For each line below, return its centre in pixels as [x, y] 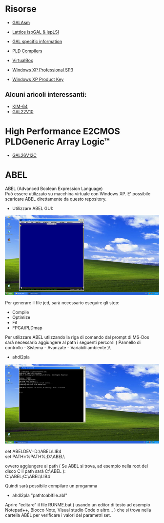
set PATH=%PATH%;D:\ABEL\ [35, 457]
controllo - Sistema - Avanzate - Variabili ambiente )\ [58, 347]
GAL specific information [37, 41]
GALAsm [21, 22]
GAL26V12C [24, 155]
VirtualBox [22, 60]
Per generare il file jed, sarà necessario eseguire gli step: [62, 303]
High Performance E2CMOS [63, 131]
